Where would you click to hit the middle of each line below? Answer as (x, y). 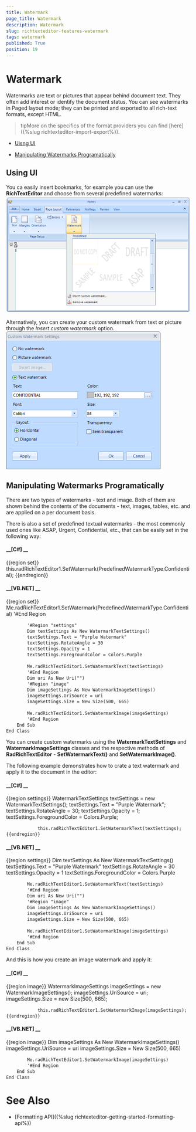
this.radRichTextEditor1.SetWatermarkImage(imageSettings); (112, 1010)
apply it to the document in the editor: (51, 772)
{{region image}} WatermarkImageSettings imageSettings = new (84, 986)
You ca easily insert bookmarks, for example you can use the (80, 187)
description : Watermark (35, 25)
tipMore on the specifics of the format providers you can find (94, 126)
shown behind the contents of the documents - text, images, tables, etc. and (98, 506)
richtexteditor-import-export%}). (80, 131)
